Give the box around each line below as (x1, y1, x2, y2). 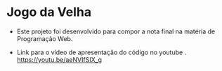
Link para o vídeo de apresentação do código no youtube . (16, 48, 187, 56)
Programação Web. (16, 34, 73, 42)
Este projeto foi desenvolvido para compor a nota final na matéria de (16, 27, 216, 35)
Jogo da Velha (6, 4, 92, 20)
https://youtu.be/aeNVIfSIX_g (16, 55, 103, 63)
